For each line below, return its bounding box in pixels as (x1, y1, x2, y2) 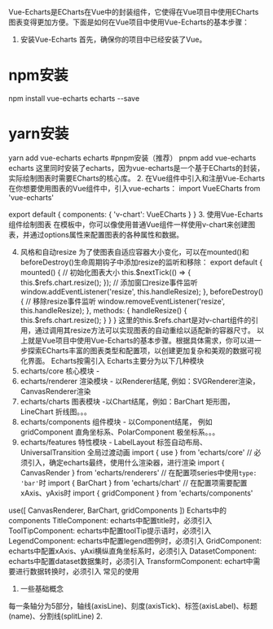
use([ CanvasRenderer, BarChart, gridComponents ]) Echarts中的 (8, 505, 227, 515)
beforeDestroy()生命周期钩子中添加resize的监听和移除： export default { (20, 257, 263, 267)
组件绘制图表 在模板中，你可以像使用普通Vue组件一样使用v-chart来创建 (8, 219, 249, 229)
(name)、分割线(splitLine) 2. (8, 611, 103, 621)
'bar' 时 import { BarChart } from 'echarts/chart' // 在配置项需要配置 (20, 478, 248, 487)
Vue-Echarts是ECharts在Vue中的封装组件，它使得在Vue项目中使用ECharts (8, 7, 259, 16)
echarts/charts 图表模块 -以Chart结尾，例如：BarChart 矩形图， (20, 396, 235, 406)
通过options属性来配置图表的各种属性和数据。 (29, 229, 183, 239)
